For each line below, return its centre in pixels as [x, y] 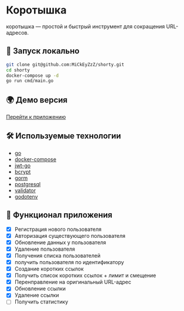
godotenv [26, 196]
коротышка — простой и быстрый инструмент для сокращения [86, 26]
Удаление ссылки [37, 295]
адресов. [18, 32]
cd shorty [18, 70]
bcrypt [23, 172]
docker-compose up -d [33, 76]
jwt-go [23, 165]
